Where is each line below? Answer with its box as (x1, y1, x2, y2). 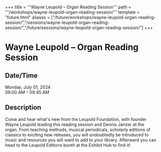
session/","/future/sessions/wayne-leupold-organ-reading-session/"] (5, 25, 144, 31)
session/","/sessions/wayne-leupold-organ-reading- (5, 19, 110, 25)
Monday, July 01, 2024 (5, 84, 51, 90)
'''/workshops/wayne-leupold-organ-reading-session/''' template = (5, 9, 140, 15)
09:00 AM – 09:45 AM (5, 89, 49, 95)
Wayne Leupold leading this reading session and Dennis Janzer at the (5, 121, 145, 127)
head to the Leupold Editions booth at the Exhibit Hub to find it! (5, 142, 131, 148)
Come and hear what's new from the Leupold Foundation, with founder (5, 116, 147, 122)
